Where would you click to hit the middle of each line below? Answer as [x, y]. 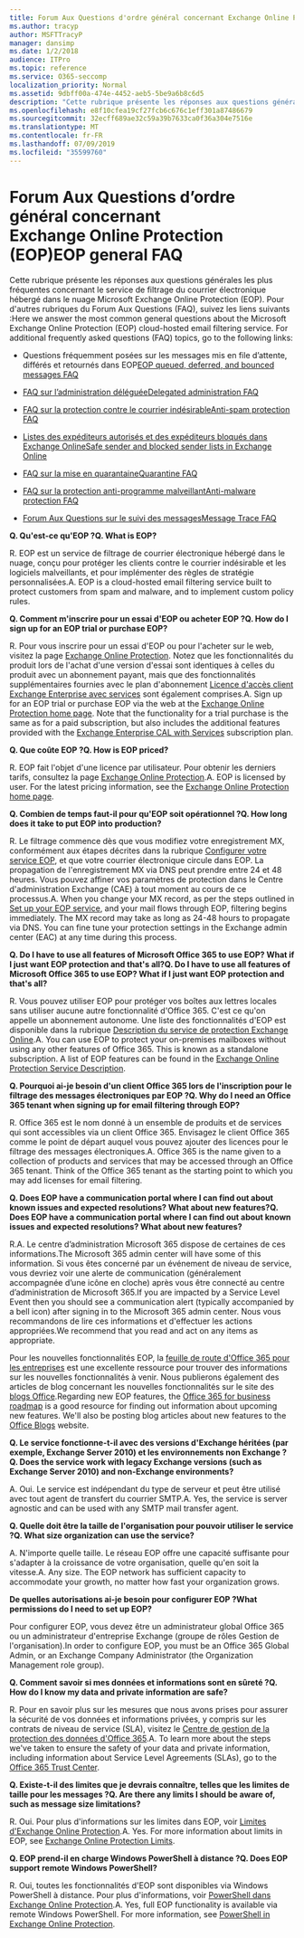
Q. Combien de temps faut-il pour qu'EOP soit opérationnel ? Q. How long [148, 813]
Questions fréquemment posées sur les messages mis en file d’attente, [155, 355]
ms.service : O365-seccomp [58, 77]
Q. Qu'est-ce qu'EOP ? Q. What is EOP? [83, 536]
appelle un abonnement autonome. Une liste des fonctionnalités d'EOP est [148, 1020]
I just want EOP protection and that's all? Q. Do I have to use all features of [150, 964]
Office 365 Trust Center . [54, 1767]
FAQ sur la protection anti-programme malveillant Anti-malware [139, 490]
